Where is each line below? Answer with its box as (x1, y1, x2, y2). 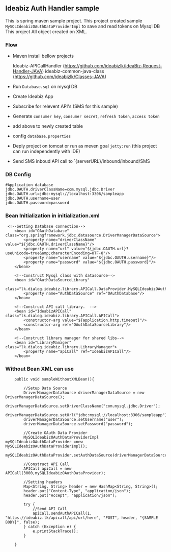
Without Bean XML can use (5, 365, 74, 372)
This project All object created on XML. (5, 28, 88, 35)
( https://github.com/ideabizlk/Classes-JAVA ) (12, 74, 107, 80)
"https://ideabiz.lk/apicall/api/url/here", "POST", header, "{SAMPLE (5, 515, 158, 520)
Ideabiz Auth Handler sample (5, 4, 99, 13)
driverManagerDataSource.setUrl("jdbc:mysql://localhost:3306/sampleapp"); (5, 413, 169, 418)
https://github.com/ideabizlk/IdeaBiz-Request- (64, 63, 162, 69)
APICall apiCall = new (23, 466, 72, 471)
